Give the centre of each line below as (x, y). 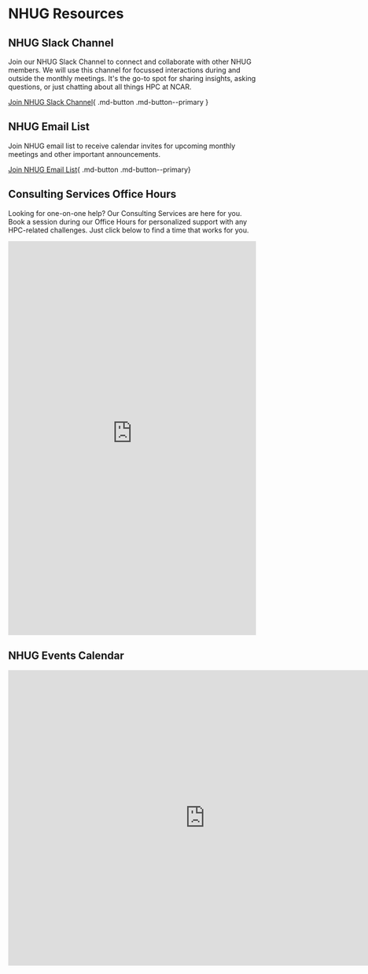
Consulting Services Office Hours (92, 194)
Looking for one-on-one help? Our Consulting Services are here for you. (125, 213)
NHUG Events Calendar (66, 656)
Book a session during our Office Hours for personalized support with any (128, 221)
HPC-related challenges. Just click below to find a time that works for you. (129, 230)
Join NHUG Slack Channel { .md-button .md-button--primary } (109, 102)
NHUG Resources (66, 14)
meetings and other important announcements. (85, 154)
